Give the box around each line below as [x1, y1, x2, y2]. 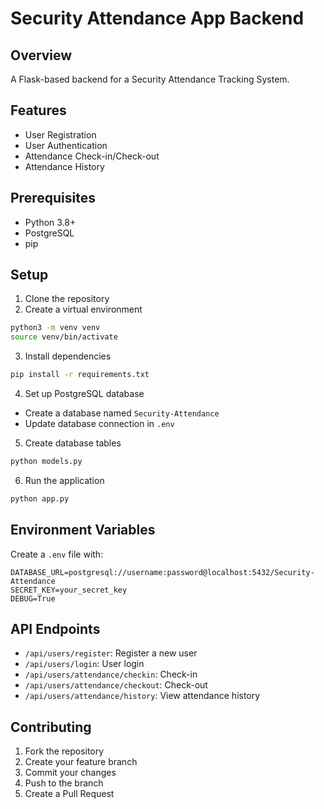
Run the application [24, 474, 105, 486]
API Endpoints [10, 621, 101, 638]
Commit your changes [24, 767, 117, 779]
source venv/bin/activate [10, 332, 118, 342]
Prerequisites [10, 190, 96, 207]
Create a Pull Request [24, 788, 115, 800]
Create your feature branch [24, 756, 138, 768]
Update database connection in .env [24, 418, 175, 430]
